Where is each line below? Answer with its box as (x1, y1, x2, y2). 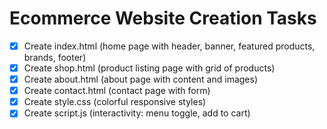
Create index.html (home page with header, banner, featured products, (23, 40, 316, 52)
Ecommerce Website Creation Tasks (9, 7, 317, 30)
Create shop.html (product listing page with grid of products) (23, 62, 276, 74)
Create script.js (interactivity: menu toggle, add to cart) (23, 107, 251, 119)
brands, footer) (23, 52, 87, 63)
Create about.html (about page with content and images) (23, 73, 259, 86)
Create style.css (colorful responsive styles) (23, 96, 207, 108)
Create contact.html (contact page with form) (23, 85, 211, 97)
